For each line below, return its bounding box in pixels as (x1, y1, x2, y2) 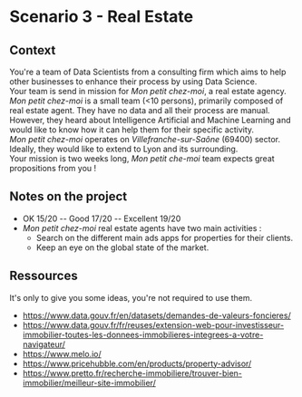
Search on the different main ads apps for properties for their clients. (35, 232, 294, 243)
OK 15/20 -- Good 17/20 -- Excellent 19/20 (22, 213, 181, 224)
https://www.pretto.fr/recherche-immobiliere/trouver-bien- (22, 367, 242, 378)
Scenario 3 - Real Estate (9, 6, 193, 27)
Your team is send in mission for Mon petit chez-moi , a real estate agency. (9, 86, 287, 96)
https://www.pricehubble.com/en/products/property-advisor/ (22, 358, 252, 369)
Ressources (9, 268, 79, 284)
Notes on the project (9, 189, 128, 205)
